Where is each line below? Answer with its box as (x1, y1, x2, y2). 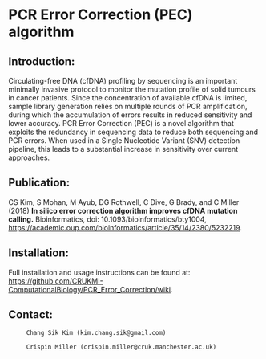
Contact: (8, 308, 54, 322)
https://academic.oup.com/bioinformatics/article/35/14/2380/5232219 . (8, 222, 243, 232)
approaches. (8, 153, 50, 162)
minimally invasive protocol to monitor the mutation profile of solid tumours (8, 84, 256, 94)
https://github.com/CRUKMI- (8, 275, 103, 286)
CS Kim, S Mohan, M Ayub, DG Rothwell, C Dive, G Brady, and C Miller (8, 197, 240, 206)
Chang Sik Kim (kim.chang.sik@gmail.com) (26, 329, 167, 337)
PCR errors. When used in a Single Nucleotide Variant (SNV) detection (8, 136, 240, 145)
